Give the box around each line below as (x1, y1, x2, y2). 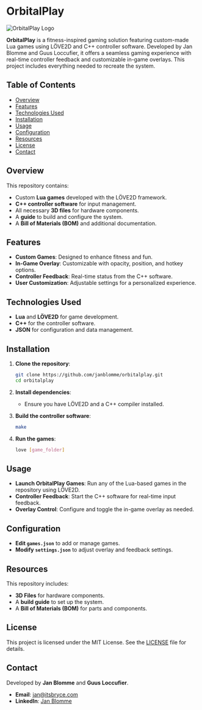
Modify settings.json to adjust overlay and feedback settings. (15, 546, 173, 553)
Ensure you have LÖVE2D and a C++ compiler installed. (24, 400, 164, 407)
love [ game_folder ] (15, 446, 65, 453)
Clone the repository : (15, 360, 71, 367)
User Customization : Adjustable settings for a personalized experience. (15, 279, 197, 287)
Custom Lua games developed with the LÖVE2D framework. (15, 193, 167, 201)
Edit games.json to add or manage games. (15, 540, 120, 547)
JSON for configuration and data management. (15, 326, 134, 334)
